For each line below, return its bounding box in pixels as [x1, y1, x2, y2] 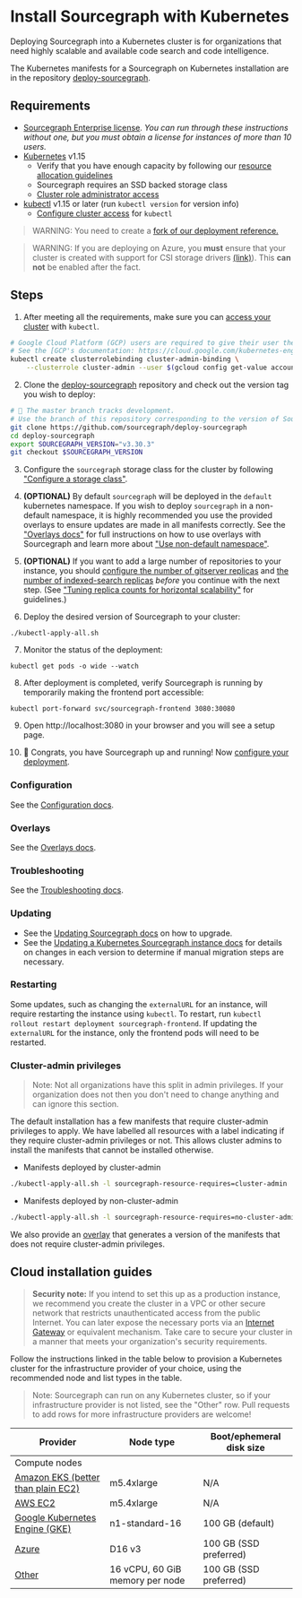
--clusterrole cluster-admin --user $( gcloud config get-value [26, 363, 268, 373]
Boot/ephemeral [210, 1430, 281, 1442]
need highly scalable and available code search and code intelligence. [10, 45, 270, 56]
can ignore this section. [31, 1099, 119, 1110]
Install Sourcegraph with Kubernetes [10, 6, 289, 27]
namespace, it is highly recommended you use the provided [51, 510, 272, 521]
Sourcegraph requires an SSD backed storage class [36, 179, 228, 190]
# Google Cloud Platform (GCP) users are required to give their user [10, 338, 280, 347]
